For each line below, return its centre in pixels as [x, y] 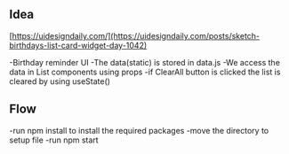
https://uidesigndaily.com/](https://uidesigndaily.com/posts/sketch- [136, 35]
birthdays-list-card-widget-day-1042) [78, 45]
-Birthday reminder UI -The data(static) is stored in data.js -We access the [144, 62]
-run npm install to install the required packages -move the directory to [139, 130]
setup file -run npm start [54, 140]
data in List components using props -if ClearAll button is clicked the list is [145, 72]
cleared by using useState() [60, 81]
